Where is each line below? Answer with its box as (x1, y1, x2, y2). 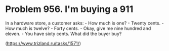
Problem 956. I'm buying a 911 (5, 3, 134, 15)
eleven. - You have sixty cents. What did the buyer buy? (5, 30, 122, 36)
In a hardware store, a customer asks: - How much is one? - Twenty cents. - (5, 20, 164, 26)
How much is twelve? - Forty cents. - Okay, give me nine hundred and (5, 25, 151, 31)
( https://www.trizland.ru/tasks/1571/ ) (5, 40, 81, 46)
